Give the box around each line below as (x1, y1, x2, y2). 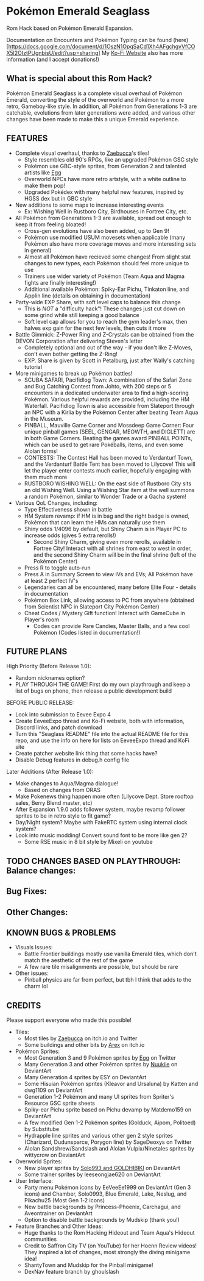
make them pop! (24, 182, 65, 189)
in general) (24, 246, 52, 254)
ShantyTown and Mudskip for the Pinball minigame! (24, 1261, 153, 1269)
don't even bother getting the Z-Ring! (24, 350, 118, 357)
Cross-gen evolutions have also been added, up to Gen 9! (24, 227, 169, 234)
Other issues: (15, 969, 49, 977)
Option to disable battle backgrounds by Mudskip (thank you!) (24, 1216, 180, 1224)
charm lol (24, 983, 48, 990)
